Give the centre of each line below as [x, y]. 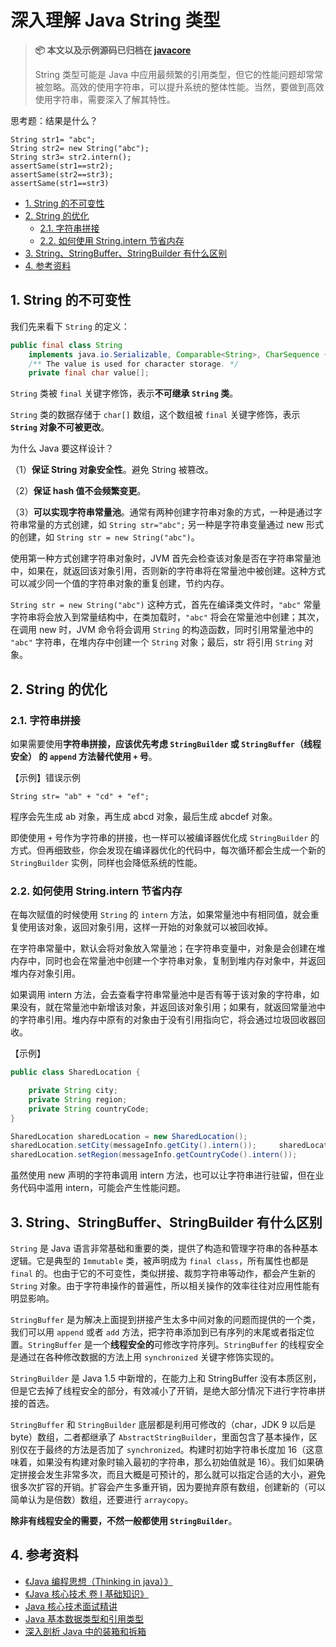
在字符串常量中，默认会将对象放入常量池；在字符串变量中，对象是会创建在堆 [168, 948]
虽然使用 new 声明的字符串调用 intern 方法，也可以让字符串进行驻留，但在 [163, 1175]
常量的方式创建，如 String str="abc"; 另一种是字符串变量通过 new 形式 [176, 525]
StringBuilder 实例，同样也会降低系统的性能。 [106, 862]
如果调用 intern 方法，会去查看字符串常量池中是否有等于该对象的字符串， [160, 995]
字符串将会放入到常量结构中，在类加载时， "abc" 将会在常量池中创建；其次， [167, 617]
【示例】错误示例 [45, 777]
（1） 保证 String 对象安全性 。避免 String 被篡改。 [112, 470]
